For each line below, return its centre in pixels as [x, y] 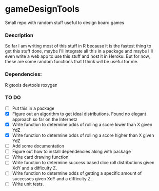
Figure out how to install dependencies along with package [71, 152]
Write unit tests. [28, 184]
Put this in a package [33, 108]
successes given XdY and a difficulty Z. [52, 179]
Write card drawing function [40, 157]
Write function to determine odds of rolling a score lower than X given [82, 124]
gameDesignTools [42, 9]
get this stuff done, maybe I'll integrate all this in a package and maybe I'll [79, 51]
